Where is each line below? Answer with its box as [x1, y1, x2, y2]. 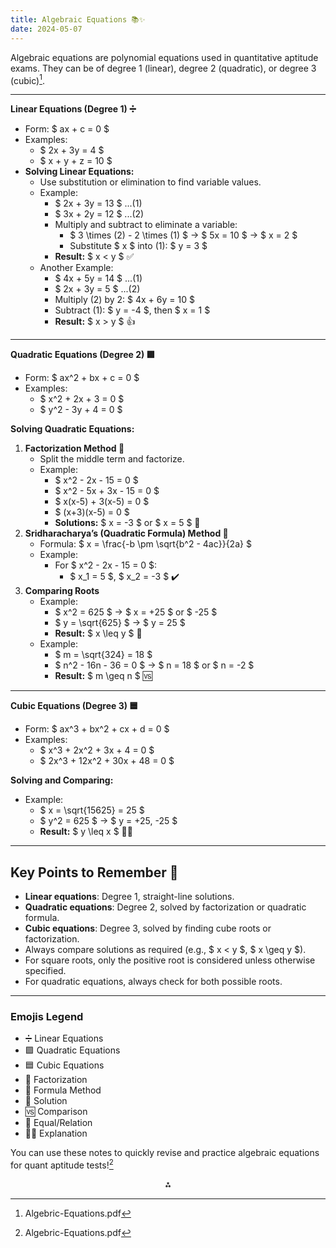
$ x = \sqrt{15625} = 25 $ [39, 804, 145, 816]
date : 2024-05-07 [10, 24, 83, 34]
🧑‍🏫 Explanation [24, 1127, 88, 1140]
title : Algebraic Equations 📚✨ [10, 14, 146, 25]
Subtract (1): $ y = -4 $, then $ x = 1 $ [54, 304, 211, 316]
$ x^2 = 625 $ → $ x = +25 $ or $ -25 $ [54, 606, 218, 618]
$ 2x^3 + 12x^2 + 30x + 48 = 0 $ [39, 755, 175, 767]
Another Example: [39, 262, 114, 274]
